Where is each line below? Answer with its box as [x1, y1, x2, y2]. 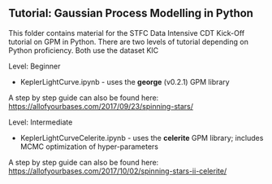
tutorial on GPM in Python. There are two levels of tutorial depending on [8, 37, 249, 46]
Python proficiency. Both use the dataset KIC [8, 45, 159, 55]
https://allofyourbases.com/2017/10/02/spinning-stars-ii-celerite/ [8, 166, 227, 176]
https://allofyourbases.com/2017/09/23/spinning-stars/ [8, 101, 193, 111]
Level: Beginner [8, 61, 61, 71]
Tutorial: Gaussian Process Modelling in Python [8, 7, 254, 20]
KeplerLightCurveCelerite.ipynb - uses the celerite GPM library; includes [19, 133, 264, 142]
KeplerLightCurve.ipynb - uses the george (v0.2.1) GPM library [19, 77, 230, 86]
